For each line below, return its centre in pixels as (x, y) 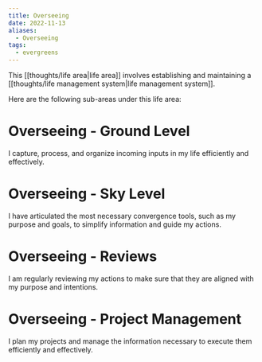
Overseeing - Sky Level (87, 194)
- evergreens (37, 53)
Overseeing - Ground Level (99, 131)
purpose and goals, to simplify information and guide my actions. (115, 224)
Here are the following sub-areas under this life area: (95, 99)
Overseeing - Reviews (83, 257)
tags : (17, 45)
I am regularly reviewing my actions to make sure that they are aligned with (131, 278)
